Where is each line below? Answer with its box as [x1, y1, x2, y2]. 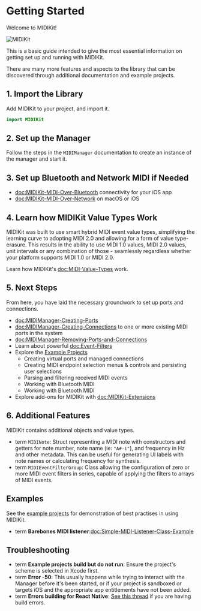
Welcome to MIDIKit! [6, 24, 57, 31]
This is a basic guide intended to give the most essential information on [6, 47, 182, 55]
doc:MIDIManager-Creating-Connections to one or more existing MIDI [14, 323, 188, 330]
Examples [6, 493, 44, 504]
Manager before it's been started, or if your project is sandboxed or [14, 580, 182, 587]
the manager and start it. [6, 155, 67, 162]
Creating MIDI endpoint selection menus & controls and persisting [23, 361, 187, 368]
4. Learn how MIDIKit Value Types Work [6, 212, 158, 222]
